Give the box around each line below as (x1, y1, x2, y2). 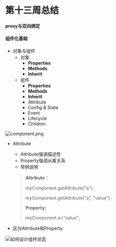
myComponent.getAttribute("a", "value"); (25, 195, 112, 201)
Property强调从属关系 (20, 157, 66, 164)
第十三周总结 (5, 5, 60, 16)
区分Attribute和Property (12, 225, 63, 231)
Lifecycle (27, 115, 47, 121)
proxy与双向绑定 (5, 23, 41, 29)
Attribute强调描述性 (20, 151, 61, 157)
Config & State (27, 104, 59, 110)
